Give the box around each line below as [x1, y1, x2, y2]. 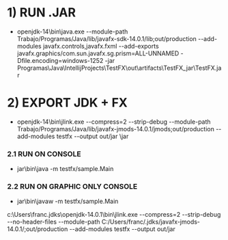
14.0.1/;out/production [7, 225, 68, 233]
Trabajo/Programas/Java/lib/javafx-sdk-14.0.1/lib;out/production [16, 34, 197, 42]
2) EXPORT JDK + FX [7, 95, 128, 111]
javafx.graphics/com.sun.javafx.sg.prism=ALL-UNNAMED [16, 49, 180, 57]
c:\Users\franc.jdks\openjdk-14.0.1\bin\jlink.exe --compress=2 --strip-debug [7, 211, 221, 219]
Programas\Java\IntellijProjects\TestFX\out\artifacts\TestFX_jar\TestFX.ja [16, 64, 222, 72]
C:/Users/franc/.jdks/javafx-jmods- [101, 217, 200, 226]
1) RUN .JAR [7, 5, 76, 21]
